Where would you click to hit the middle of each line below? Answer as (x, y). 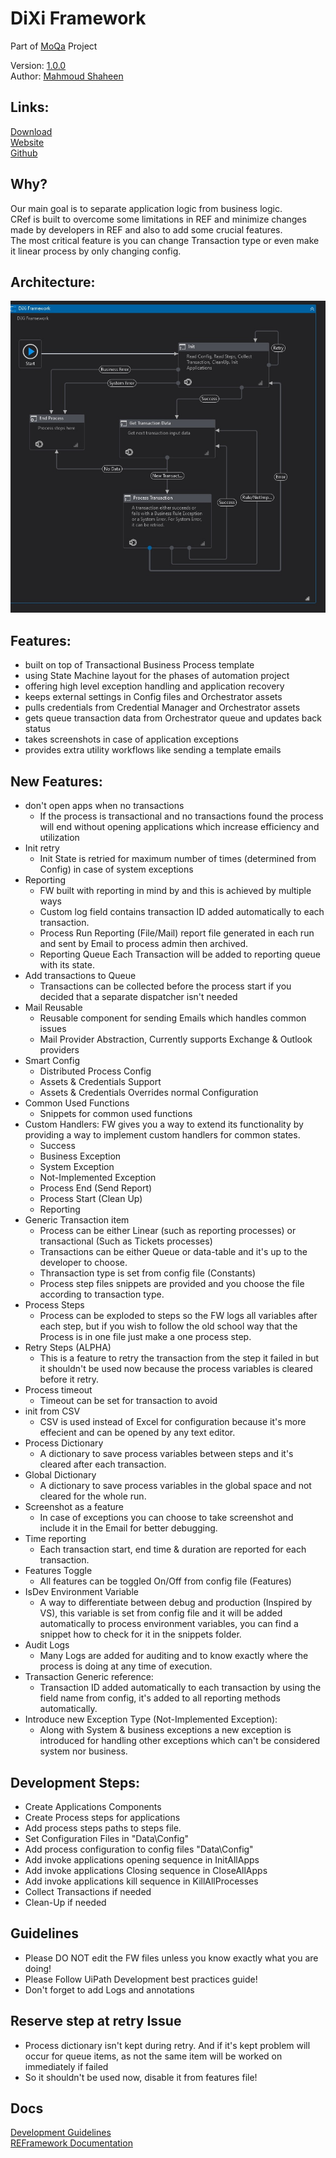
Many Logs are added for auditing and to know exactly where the (174, 1656)
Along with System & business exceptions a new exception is (165, 1730)
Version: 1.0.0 (38, 65)
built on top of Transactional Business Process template (139, 665)
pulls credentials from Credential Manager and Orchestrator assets (162, 708)
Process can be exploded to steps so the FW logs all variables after (178, 1316)
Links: (30, 107)
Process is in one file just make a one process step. (145, 1337)
